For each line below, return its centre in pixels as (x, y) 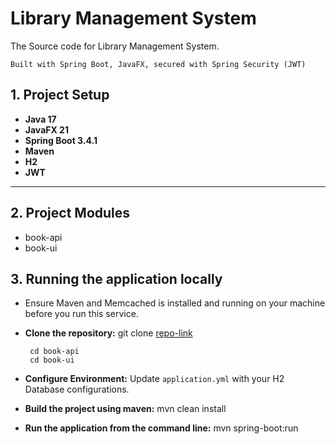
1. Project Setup (60, 95)
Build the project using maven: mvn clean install (125, 409)
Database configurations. (77, 389)
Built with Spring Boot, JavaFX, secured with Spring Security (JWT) (158, 64)
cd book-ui (52, 360)
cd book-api (54, 352)
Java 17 (40, 119)
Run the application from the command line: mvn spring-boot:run (161, 428)
